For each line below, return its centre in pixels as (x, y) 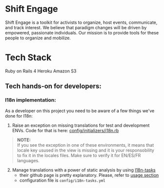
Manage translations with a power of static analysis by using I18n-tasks (84, 170)
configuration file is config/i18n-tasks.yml (62, 180)
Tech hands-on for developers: (53, 86)
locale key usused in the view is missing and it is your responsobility (86, 150)
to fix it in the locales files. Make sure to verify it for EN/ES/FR (79, 155)
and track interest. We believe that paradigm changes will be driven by (76, 27)
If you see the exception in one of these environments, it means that (85, 145)
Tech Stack (28, 58)
